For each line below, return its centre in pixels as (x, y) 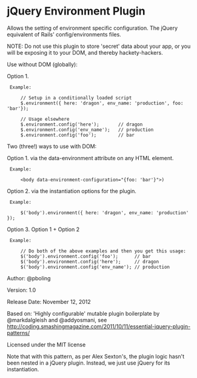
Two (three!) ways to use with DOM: (52, 146)
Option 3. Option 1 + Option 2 (43, 229)
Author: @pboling (29, 278)
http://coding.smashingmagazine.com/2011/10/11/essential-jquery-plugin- (99, 326)
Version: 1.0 (22, 290)
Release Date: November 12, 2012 (49, 302)
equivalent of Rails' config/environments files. (64, 34)
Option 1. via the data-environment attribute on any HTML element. (90, 158)
